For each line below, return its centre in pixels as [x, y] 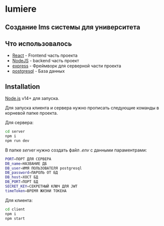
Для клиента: [19, 200]
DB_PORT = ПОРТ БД [22, 182]
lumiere [21, 9]
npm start [15, 218]
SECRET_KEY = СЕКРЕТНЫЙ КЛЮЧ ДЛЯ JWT [41, 187]
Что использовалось [38, 43]
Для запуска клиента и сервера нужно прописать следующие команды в [82, 108]
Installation [23, 87]
